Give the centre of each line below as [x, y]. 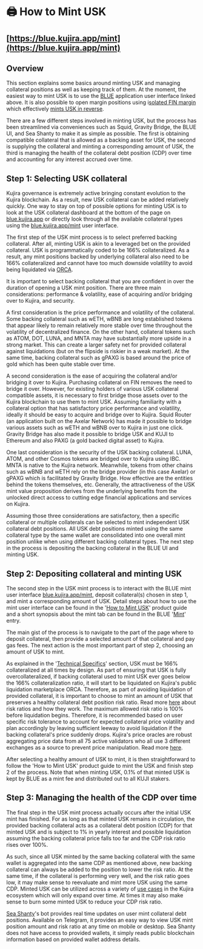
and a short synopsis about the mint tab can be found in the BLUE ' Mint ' [96, 614]
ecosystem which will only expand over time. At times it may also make [95, 895]
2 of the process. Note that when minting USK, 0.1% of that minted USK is [98, 772]
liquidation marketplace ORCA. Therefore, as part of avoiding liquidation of [99, 689]
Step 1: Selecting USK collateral [67, 178]
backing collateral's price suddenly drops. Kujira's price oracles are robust [99, 735]
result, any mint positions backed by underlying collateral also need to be [98, 257]
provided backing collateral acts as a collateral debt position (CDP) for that [99, 825]
